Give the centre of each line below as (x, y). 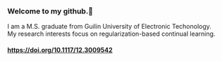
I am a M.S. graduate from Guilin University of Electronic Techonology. (109, 27)
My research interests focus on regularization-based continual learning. (111, 34)
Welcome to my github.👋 (50, 11)
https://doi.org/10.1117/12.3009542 (60, 50)
